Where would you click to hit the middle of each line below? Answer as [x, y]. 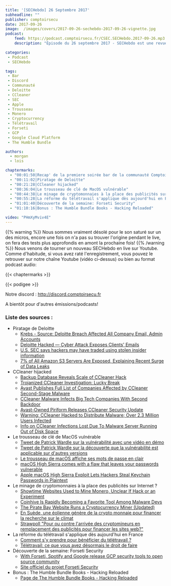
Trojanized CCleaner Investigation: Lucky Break [70, 383]
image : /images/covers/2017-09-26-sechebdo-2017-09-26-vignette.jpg [81, 29]
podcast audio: [21, 264]
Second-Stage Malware [45, 394]
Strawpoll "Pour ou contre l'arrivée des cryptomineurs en [80, 524]
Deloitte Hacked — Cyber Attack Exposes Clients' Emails [80, 345]
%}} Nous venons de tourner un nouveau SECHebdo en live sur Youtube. [82, 248]
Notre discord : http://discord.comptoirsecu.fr [53, 294]
